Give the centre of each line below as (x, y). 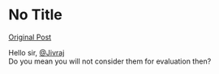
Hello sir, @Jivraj (36, 52)
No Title (36, 15)
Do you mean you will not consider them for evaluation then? (110, 61)
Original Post (30, 37)
